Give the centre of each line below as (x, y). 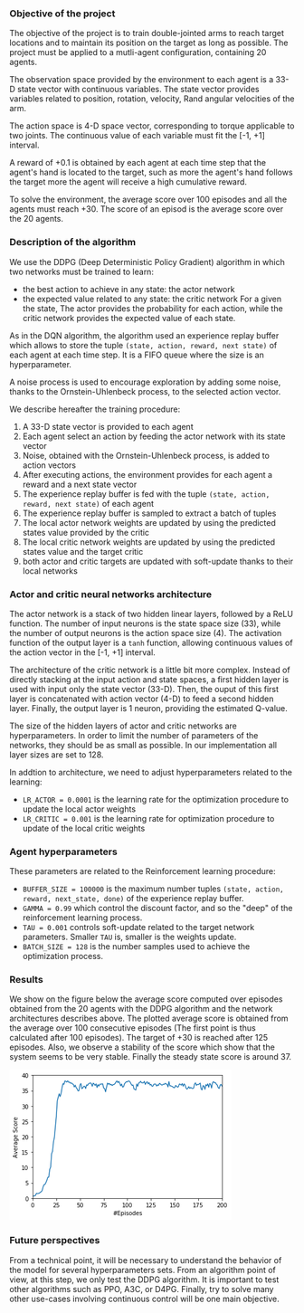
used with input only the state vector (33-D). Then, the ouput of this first (144, 689)
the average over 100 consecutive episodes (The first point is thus (133, 1028)
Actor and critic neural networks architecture (111, 594)
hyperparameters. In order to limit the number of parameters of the (134, 735)
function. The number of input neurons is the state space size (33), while (145, 623)
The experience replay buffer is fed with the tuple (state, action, (146, 494)
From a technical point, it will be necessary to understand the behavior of (146, 1260)
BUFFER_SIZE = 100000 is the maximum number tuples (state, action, (153, 889)
